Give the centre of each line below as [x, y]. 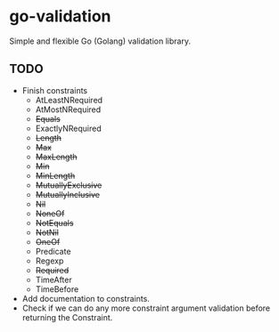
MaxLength [56, 157]
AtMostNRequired [68, 109]
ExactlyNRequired [69, 128]
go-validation [60, 16]
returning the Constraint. [67, 317]
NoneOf [50, 213]
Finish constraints [54, 90]
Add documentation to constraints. [86, 298]
